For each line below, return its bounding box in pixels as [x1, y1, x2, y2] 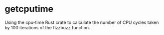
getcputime [4, 3, 53, 15]
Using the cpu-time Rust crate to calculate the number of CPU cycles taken [4, 19, 159, 25]
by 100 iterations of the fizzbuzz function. [4, 24, 90, 30]
